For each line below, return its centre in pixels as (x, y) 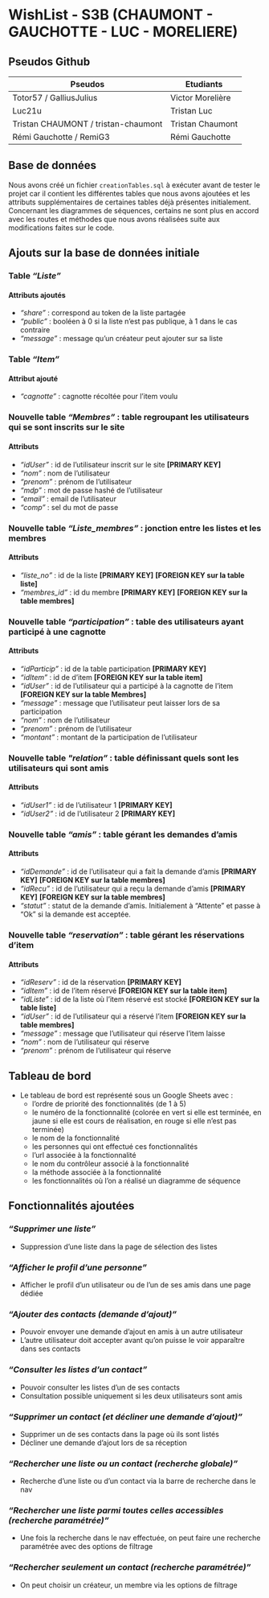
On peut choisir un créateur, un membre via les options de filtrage (129, 1585)
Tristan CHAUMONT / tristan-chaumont (88, 124)
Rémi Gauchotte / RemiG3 (61, 137)
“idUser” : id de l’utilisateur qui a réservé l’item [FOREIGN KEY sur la (133, 1016)
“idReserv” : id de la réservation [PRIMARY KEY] (101, 982)
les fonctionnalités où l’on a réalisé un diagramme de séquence (136, 1181)
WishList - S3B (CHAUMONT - (111, 15)
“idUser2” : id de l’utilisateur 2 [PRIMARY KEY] (98, 813)
